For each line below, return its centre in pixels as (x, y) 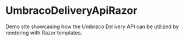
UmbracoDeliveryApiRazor (71, 11)
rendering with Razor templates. (44, 32)
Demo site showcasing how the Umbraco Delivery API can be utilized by (92, 26)
